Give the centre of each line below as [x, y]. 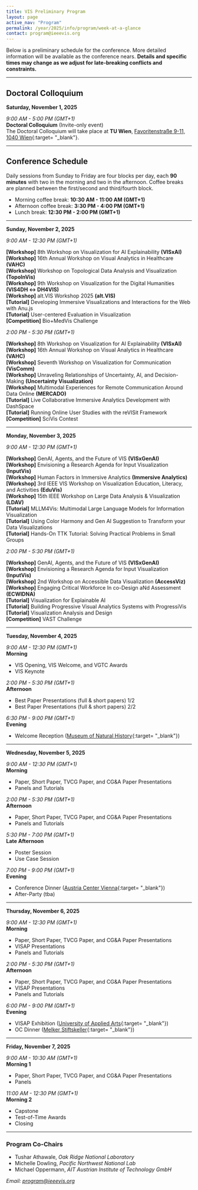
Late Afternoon [25, 841]
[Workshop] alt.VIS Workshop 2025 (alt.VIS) [61, 296]
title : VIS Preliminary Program [46, 11]
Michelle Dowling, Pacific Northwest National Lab [75, 1163]
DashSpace [20, 406]
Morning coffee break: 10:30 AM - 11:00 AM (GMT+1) [80, 199]
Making [15, 381]
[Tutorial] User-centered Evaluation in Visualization [69, 314]
